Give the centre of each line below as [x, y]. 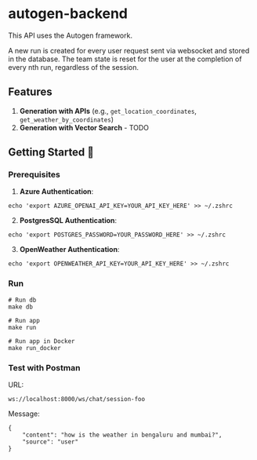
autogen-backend [68, 14]
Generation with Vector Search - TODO [84, 127]
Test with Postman [44, 367]
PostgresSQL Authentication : [68, 221]
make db [21, 307]
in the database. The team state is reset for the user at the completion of [125, 59]
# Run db [22, 300]
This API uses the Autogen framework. [71, 35]
